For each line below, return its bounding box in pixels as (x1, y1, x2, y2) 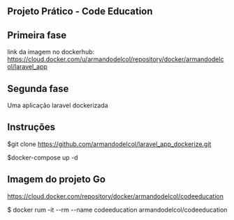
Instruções (7, 121, 56, 133)
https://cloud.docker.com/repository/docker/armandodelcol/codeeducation (7, 191, 224, 201)
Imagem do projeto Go (7, 173, 106, 185)
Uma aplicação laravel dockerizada (7, 101, 108, 110)
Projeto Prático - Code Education (7, 6, 153, 17)
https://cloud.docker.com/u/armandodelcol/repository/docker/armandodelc (7, 55, 224, 63)
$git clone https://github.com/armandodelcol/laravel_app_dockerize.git (7, 139, 212, 148)
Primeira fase (7, 29, 67, 41)
